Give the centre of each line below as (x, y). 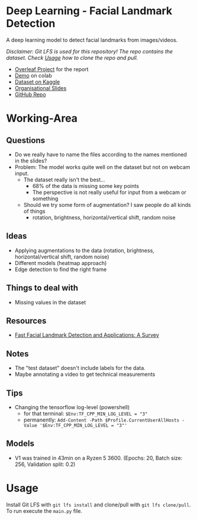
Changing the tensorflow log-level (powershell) (72, 407)
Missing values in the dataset (50, 302)
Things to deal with (42, 288)
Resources (26, 320)
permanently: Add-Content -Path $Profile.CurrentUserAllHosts (101, 420)
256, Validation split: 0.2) (45, 464)
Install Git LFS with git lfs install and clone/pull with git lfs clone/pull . (98, 505)
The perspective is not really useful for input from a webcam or (109, 192)
